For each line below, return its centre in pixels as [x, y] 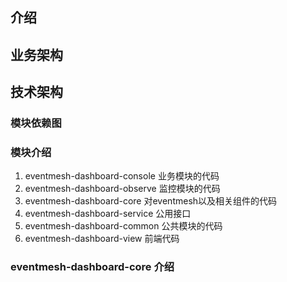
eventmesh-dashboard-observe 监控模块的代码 [122, 189]
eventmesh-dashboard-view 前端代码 [102, 239]
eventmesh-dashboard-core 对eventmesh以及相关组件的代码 [151, 201]
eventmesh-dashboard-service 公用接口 [108, 214]
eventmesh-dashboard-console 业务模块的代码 [122, 176]
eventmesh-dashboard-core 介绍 [92, 267]
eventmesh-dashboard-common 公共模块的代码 [123, 226]
